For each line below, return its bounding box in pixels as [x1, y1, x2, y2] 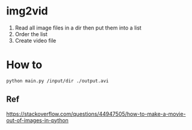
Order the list [14, 30, 48, 37]
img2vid [6, 4, 48, 18]
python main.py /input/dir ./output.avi [6, 78, 110, 84]
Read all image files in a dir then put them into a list [14, 24, 141, 31]
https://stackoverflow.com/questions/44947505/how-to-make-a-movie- [6, 110, 186, 117]
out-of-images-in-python [6, 116, 69, 124]
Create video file [14, 37, 57, 44]
